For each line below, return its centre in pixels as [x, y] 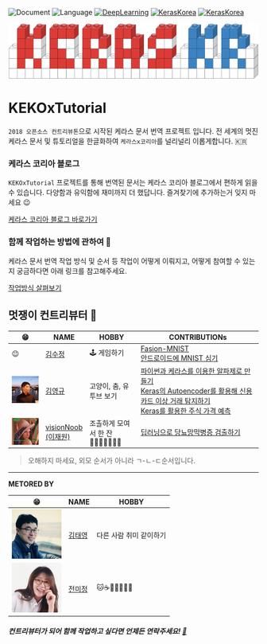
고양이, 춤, [105, 385]
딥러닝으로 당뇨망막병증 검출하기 [190, 432]
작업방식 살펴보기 [35, 287]
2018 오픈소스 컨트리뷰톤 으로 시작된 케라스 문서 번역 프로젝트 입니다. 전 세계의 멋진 [133, 131]
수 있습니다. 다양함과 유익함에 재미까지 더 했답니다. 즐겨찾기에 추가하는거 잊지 [128, 193]
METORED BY [31, 484]
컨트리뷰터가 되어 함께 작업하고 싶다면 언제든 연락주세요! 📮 [98, 631]
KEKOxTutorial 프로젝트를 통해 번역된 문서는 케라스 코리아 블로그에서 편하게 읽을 [133, 182]
